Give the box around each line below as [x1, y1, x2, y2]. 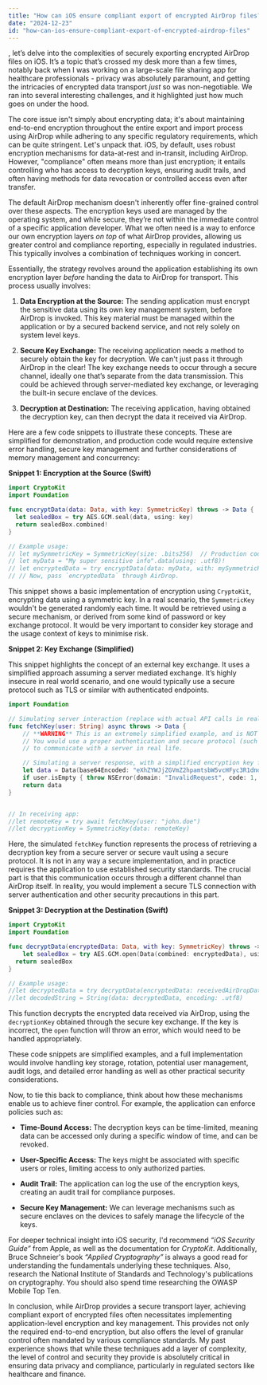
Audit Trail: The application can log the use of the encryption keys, [19, 1179, 240, 1189]
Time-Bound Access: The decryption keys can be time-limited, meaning [19, 1123, 258, 1132]
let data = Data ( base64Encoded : [22, 766, 130, 774]
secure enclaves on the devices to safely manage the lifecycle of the [19, 1211, 245, 1221]
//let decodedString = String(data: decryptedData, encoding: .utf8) [8, 994, 244, 1002]
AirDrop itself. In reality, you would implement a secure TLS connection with [8, 882, 257, 891]
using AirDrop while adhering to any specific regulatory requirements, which [8, 132, 258, 141]
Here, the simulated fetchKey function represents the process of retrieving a [8, 839, 257, 849]
